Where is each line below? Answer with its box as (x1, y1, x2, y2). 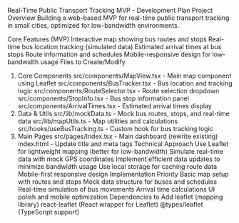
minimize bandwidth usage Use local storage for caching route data (17, 162, 218, 170)
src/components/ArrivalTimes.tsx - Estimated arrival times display (17, 102, 212, 110)
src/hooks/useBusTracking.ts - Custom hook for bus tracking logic (17, 125, 214, 133)
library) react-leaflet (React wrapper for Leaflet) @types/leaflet (17, 200, 203, 209)
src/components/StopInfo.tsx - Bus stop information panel (17, 94, 189, 103)
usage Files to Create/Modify (40, 58, 126, 66)
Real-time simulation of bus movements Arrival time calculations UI (17, 185, 215, 193)
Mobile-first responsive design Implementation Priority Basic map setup (17, 170, 230, 178)
